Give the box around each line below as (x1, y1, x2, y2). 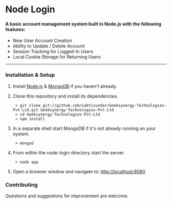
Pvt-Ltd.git (12, 107, 38, 112)
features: (5, 26, 26, 32)
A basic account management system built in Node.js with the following (5, 20, 162, 27)
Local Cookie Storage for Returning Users (12, 54, 101, 60)
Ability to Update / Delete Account (12, 43, 85, 49)
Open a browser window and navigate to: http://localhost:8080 (12, 168, 146, 174)
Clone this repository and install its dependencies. (12, 93, 119, 99)
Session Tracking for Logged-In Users (12, 49, 94, 55)
